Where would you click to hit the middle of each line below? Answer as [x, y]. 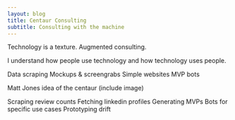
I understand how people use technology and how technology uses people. [117, 61]
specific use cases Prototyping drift [59, 109]
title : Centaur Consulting [47, 20]
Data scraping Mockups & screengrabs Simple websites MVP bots [103, 74]
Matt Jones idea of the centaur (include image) [76, 88]
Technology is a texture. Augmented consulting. [77, 47]
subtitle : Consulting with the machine [66, 27]
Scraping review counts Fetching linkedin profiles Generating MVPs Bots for [117, 102]
